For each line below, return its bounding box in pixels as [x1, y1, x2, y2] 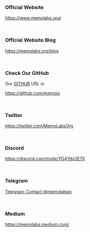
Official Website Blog [5, 37, 56, 44]
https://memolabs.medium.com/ [5, 222, 70, 228]
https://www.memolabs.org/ [5, 15, 62, 21]
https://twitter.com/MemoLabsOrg [5, 123, 74, 129]
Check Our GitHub [5, 70, 49, 76]
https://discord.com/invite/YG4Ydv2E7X [5, 156, 85, 162]
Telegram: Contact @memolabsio [5, 188, 72, 194]
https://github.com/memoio [5, 90, 60, 96]
